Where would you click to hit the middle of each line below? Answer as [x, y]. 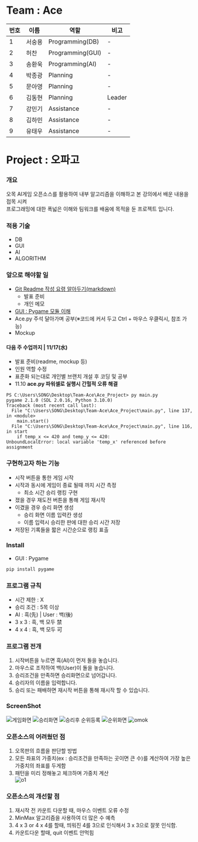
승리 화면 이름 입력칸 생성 [53, 514]
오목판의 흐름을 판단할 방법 [46, 750]
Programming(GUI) [75, 52]
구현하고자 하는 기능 [33, 463]
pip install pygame [30, 569]
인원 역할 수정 [31, 369]
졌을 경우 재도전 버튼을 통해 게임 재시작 [60, 500]
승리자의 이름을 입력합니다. [46, 683]
